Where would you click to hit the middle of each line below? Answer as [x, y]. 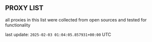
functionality [18, 25]
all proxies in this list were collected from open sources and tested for [76, 20]
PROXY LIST [24, 8]
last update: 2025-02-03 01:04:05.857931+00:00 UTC [58, 34]
